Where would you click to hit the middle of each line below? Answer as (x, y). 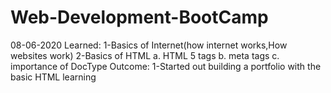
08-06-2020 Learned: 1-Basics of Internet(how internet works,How (149, 45)
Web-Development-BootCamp (139, 17)
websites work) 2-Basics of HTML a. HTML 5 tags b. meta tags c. (145, 55)
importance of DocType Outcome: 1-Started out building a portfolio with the (166, 66)
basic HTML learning (53, 77)
